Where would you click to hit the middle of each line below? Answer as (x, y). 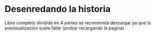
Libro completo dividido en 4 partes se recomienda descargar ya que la (78, 23)
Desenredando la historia (58, 9)
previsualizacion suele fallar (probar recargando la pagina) (65, 28)
